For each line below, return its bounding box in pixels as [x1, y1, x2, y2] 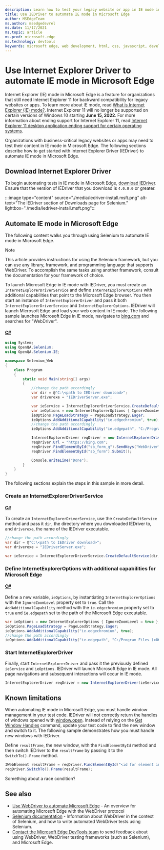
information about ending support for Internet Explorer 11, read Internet [5, 117, 147, 123]
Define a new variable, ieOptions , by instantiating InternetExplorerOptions [5, 594, 156, 600]
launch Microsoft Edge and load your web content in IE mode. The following [5, 308, 158, 314]
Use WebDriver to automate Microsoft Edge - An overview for [12, 802, 136, 809]
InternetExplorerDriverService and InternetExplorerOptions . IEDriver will [5, 302, 155, 309]
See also [5, 790, 32, 798]
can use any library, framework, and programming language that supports [5, 262, 154, 268]
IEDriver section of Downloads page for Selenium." [26, 200, 128, 206]
